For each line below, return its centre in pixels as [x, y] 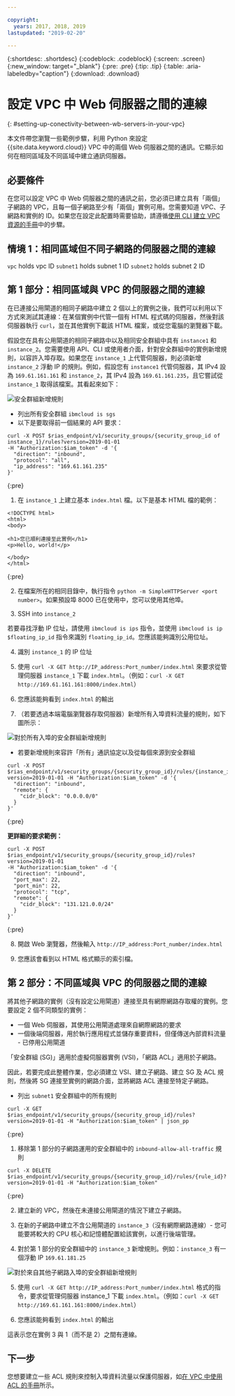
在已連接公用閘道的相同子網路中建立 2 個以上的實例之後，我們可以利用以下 [115, 308]
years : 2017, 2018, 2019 [50, 26]
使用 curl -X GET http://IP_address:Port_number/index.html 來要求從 [119, 666]
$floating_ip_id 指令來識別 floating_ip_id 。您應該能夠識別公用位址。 [109, 637]
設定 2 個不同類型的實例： [51, 1010]
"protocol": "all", [42, 460]
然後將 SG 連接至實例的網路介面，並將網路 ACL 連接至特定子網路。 [116, 1080]
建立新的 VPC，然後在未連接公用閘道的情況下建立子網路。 [101, 1210]
